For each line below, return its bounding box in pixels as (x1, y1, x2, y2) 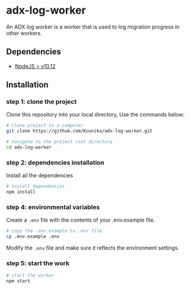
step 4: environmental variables (6, 203, 100, 211)
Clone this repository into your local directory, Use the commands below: (6, 111, 185, 118)
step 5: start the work (6, 259, 69, 267)
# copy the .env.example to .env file (6, 228, 102, 234)
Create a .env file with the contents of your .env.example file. (6, 216, 156, 223)
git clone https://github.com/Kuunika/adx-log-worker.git (6, 128, 153, 134)
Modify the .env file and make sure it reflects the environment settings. (6, 244, 179, 251)
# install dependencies (6, 184, 65, 190)
